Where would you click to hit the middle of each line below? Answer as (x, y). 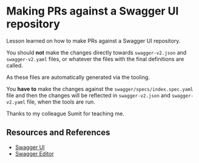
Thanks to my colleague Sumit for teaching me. (65, 113)
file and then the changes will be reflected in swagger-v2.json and (89, 95)
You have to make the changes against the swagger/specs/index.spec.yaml (100, 88)
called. (15, 65)
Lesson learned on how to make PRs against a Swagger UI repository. (93, 41)
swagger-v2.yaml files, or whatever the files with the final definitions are (95, 59)
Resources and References (58, 132)
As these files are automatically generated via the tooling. (78, 77)
